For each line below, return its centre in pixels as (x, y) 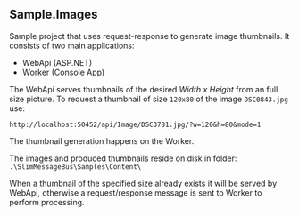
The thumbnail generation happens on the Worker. (102, 140)
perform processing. (47, 202)
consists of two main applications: (72, 45)
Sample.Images (54, 15)
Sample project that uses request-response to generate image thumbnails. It (149, 36)
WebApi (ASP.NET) (57, 62)
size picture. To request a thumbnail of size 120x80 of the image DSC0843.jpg (149, 99)
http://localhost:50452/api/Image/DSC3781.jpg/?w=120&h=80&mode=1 (135, 124)
